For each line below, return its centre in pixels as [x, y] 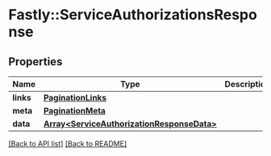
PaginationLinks [75, 98]
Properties [35, 62]
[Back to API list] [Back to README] [68, 144]
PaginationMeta [75, 111]
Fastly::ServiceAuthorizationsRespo [133, 15]
